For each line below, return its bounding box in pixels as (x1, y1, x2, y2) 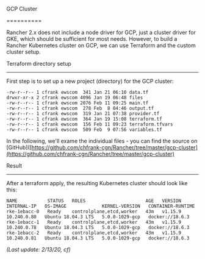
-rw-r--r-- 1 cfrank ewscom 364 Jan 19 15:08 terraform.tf (6, 116, 163, 122)
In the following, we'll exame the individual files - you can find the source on (6, 137, 198, 144)
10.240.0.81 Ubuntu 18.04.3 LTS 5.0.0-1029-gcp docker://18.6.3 (6, 235, 190, 241)
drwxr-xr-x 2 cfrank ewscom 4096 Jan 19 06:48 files (6, 94, 143, 101)
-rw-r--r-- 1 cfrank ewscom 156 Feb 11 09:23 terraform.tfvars (6, 121, 173, 127)
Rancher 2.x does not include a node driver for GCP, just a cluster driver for (6, 29, 196, 36)
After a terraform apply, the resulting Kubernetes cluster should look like (6, 180, 188, 186)
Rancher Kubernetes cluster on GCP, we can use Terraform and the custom (6, 42, 196, 49)
